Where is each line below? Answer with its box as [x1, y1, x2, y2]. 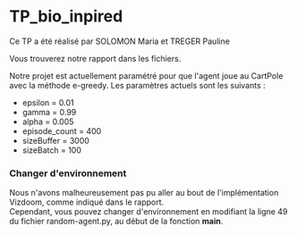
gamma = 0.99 [21, 106, 77, 117]
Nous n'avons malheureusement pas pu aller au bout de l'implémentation [9, 188, 279, 198]
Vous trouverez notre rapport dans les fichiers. [9, 53, 182, 63]
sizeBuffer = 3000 [21, 135, 89, 146]
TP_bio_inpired [9, 6, 123, 27]
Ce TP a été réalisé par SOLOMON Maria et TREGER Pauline [9, 36, 231, 46]
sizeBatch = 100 [21, 145, 82, 155]
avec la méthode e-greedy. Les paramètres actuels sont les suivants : [9, 80, 266, 90]
